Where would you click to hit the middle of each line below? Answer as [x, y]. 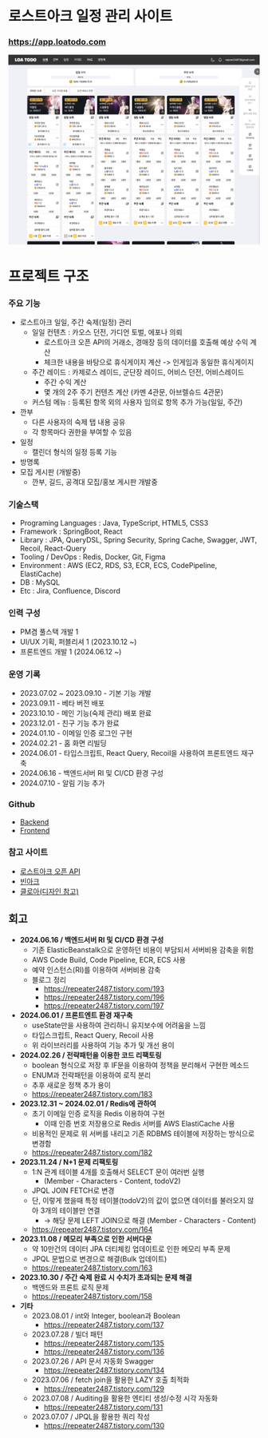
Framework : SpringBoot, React [71, 531]
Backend [34, 822]
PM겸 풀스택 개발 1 [49, 631]
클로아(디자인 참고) [49, 891]
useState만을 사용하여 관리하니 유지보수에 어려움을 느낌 [118, 1025]
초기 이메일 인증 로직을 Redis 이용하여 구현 [98, 1113]
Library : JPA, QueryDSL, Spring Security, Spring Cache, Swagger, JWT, [138, 539]
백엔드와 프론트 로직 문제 [70, 1287]
